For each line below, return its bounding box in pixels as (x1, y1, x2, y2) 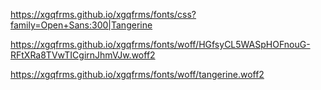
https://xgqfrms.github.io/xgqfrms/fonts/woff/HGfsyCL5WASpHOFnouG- (10, 39, 311, 50)
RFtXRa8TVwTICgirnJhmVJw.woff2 (10, 49, 156, 61)
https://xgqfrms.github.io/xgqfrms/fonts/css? (10, 9, 197, 20)
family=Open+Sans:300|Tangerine (10, 19, 153, 31)
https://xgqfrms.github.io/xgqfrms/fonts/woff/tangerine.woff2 (10, 69, 265, 80)
